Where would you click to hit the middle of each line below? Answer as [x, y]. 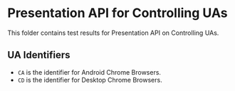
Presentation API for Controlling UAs [117, 13]
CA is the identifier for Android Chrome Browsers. [89, 72]
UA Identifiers [39, 55]
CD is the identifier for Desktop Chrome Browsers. [90, 80]
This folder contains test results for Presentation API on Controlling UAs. [113, 33]
